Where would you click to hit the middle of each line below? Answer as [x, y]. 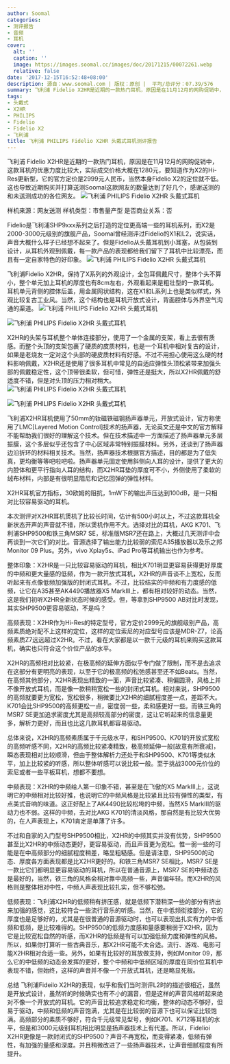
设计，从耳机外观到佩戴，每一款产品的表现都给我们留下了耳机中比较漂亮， [112, 251]
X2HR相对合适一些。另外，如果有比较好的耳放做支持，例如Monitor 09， [114, 953]
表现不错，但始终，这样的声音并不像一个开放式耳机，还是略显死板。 [103, 971]
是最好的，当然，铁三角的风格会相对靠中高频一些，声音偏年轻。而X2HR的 [111, 879]
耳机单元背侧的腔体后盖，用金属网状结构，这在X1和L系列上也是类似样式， [111, 291]
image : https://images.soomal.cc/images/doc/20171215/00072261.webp [113, 65]
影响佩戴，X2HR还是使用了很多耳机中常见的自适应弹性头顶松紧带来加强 [114, 363]
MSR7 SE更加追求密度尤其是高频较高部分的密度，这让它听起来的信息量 [107, 714]
